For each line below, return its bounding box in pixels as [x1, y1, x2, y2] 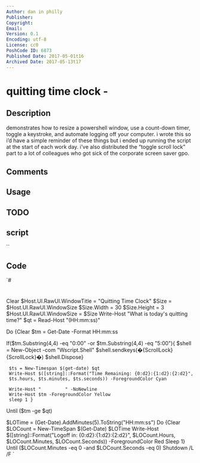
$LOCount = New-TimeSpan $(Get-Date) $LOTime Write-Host [6, 425, 159, 433]
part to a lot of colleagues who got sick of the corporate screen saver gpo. [6, 149, 190, 157]
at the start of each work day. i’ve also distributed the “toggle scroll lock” [6, 143, 186, 150]
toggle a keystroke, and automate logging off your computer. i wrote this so [6, 130, 191, 137]
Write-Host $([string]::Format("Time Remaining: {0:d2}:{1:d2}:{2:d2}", [8, 371, 194, 377]
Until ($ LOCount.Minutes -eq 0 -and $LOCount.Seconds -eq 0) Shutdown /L [6, 444, 194, 452]
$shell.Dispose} [45, 354, 84, 361]
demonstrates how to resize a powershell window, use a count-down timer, [6, 124, 191, 131]
